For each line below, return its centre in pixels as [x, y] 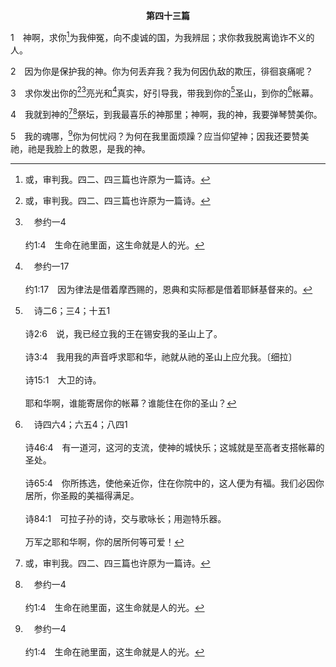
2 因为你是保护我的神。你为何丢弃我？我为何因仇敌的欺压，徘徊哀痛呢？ [162, 71]
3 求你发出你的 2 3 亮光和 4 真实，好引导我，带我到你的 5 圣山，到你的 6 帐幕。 [164, 92]
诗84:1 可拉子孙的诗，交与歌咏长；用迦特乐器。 [125, 518]
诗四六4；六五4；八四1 [80, 424]
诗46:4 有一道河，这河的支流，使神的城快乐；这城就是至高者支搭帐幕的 [174, 447]
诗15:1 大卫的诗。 [63, 380]
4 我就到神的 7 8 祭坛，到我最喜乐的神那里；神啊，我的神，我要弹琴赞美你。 [166, 113]
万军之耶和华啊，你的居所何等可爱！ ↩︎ [104, 541]
